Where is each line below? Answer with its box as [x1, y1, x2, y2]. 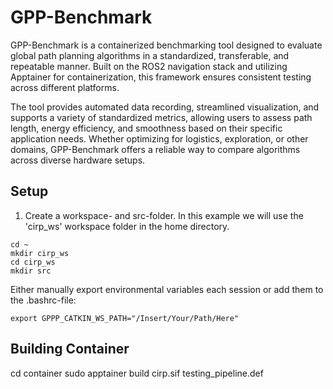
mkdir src [10, 266, 52, 276]
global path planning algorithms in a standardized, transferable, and [10, 49, 290, 61]
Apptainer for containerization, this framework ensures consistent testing [10, 71, 312, 83]
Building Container [10, 341, 130, 358]
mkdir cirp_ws [10, 248, 70, 258]
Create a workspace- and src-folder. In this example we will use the [24, 209, 304, 221]
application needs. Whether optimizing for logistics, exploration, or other [10, 132, 309, 145]
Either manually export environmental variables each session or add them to [10, 283, 324, 295]
